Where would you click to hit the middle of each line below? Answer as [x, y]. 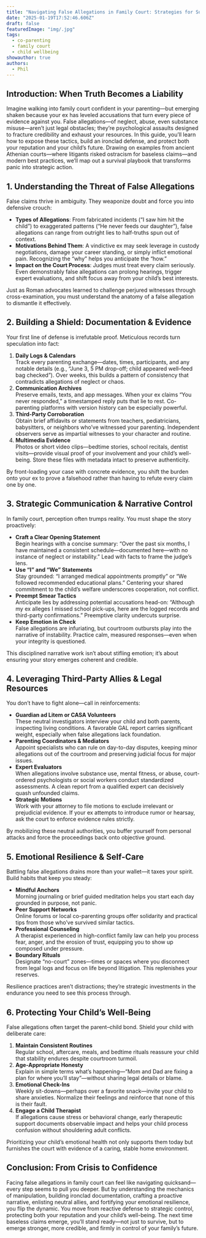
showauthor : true [29, 58]
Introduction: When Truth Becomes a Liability [95, 93]
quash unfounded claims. [47, 793]
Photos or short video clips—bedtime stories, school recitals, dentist [101, 446]
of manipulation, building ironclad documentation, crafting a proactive [94, 1195]
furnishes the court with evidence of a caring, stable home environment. [97, 1149]
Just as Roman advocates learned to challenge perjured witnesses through [101, 290]
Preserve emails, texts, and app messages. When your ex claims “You [103, 394]
